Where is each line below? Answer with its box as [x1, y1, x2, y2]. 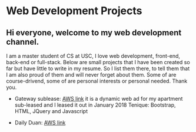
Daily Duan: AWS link [14, 119, 66, 126]
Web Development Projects [6, 4, 142, 18]
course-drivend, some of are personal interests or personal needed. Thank [6, 78, 188, 84]
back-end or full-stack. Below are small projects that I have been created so [6, 59, 190, 65]
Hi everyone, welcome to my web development [6, 28, 182, 38]
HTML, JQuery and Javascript [14, 108, 88, 114]
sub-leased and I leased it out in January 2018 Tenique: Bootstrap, [14, 101, 176, 108]
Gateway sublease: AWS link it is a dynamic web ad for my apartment [14, 95, 183, 102]
